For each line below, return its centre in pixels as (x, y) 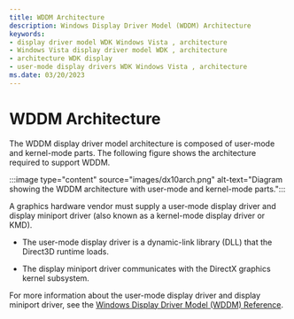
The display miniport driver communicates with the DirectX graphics (147, 268)
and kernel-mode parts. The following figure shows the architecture (133, 152)
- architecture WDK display (61, 58)
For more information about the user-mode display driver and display (135, 295)
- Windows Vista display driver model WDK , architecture (118, 51)
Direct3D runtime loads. (65, 251)
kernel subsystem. (56, 278)
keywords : (27, 34)
